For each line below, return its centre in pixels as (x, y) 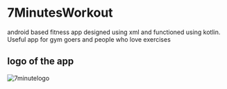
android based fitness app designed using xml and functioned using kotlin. (114, 32)
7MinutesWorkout (60, 13)
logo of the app (41, 62)
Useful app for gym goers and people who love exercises (89, 39)
